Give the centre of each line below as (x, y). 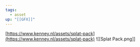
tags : (11, 10)
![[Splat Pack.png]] (116, 39)
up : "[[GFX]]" (20, 19)
